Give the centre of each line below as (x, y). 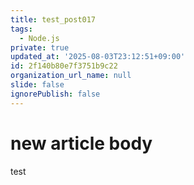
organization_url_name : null (71, 76)
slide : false (37, 85)
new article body (81, 143)
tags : (21, 29)
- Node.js (39, 38)
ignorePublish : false (55, 94)
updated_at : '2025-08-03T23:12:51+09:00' (98, 57)
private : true (40, 47)
